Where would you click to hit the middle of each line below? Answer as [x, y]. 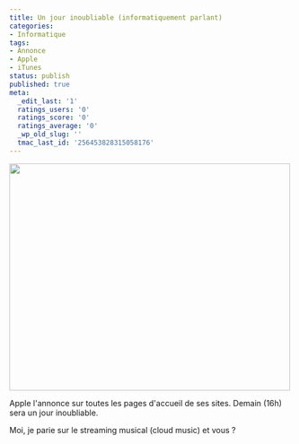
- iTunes [26, 68]
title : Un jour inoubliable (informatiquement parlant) [116, 17]
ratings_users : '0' [54, 109]
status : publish [40, 76]
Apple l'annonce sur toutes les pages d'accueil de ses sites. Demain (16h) [146, 403]
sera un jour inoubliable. [54, 413]
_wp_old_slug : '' [50, 135]
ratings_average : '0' [58, 126]
